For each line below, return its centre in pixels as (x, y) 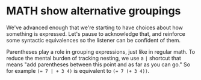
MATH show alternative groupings (94, 11)
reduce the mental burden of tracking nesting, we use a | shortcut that (94, 58)
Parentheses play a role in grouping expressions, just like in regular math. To (101, 51)
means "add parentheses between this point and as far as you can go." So (98, 64)
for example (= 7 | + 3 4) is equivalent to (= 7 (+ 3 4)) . (78, 70)
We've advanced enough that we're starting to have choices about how (95, 27)
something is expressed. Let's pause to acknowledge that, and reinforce (96, 33)
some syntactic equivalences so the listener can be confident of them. (94, 40)
